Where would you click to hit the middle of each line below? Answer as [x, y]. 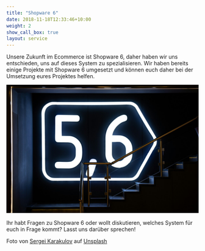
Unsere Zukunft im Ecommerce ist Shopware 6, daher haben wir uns [92, 57]
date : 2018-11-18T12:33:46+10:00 [49, 19]
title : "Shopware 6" [33, 13]
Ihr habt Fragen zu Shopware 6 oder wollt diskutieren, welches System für [100, 222]
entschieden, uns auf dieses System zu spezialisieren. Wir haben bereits [97, 64]
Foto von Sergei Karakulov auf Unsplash [57, 241]
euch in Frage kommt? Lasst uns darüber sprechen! [71, 229]
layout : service [27, 39]
